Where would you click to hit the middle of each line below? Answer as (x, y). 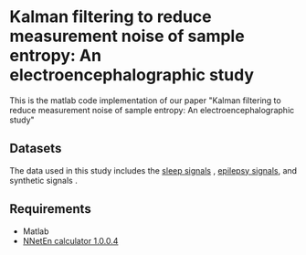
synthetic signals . (43, 180)
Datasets (36, 149)
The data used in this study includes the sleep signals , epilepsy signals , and (153, 170)
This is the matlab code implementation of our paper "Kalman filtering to (145, 100)
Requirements (50, 209)
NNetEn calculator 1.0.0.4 (70, 240)
